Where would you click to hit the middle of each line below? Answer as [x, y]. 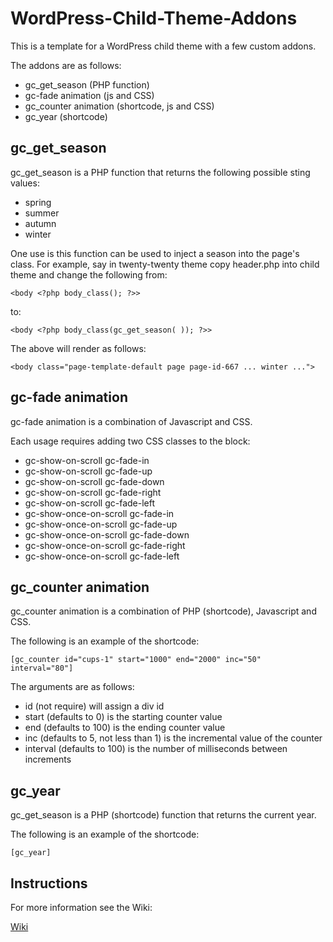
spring [38, 202]
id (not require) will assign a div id [94, 706]
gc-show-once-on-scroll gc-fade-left [102, 556]
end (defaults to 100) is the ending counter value [125, 728]
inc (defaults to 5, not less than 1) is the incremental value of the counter [173, 738]
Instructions [49, 883]
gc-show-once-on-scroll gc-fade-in [99, 513]
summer [42, 213]
